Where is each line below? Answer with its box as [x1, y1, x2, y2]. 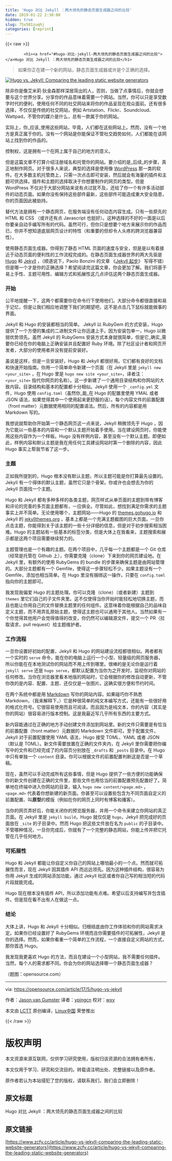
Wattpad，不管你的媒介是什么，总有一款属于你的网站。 [5, 114, 122, 120]
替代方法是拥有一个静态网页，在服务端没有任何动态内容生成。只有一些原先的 [5, 209, 167, 215]
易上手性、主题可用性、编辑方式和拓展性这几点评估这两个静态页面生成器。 [5, 271, 162, 277]
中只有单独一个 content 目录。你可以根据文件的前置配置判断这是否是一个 [5, 754, 159, 760]
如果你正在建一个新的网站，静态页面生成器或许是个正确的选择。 [17, 67, 153, 73]
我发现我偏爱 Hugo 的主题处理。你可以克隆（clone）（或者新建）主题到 [5, 589, 155, 595]
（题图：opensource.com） [5, 971, 64, 977]
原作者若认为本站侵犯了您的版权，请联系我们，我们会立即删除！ [5, 1077, 140, 1083]
